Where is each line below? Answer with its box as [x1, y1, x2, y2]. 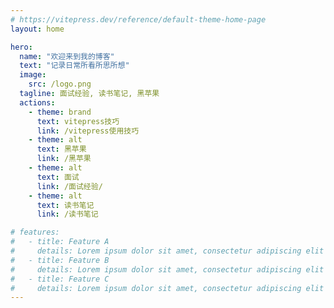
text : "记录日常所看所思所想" [19, 61, 130, 71]
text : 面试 [36, 172, 80, 182]
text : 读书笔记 [36, 200, 95, 210]
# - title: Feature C [10, 274, 110, 284]
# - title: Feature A [10, 237, 110, 247]
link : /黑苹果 [36, 154, 92, 164]
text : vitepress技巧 [36, 116, 120, 126]
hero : [10, 42, 33, 52]
